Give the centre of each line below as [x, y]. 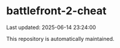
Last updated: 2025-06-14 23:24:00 [51, 27]
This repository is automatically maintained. [60, 39]
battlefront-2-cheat [56, 11]
